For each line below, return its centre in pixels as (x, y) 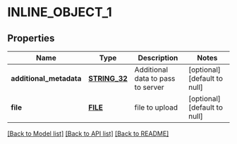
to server (149, 87)
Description (158, 58)
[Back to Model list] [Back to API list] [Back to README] (88, 133)
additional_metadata (46, 78)
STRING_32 (108, 78)
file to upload (156, 107)
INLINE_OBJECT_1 (60, 12)
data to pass (155, 78)
